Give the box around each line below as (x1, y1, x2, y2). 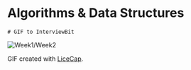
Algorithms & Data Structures (7, 5, 185, 21)
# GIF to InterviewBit (7, 28, 75, 35)
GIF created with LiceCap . (7, 54, 84, 63)
